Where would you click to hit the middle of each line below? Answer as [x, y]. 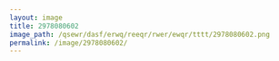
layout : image [36, 17]
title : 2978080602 [44, 26]
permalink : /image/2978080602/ [69, 43]
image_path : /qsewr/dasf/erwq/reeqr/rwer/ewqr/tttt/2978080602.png [140, 34]
